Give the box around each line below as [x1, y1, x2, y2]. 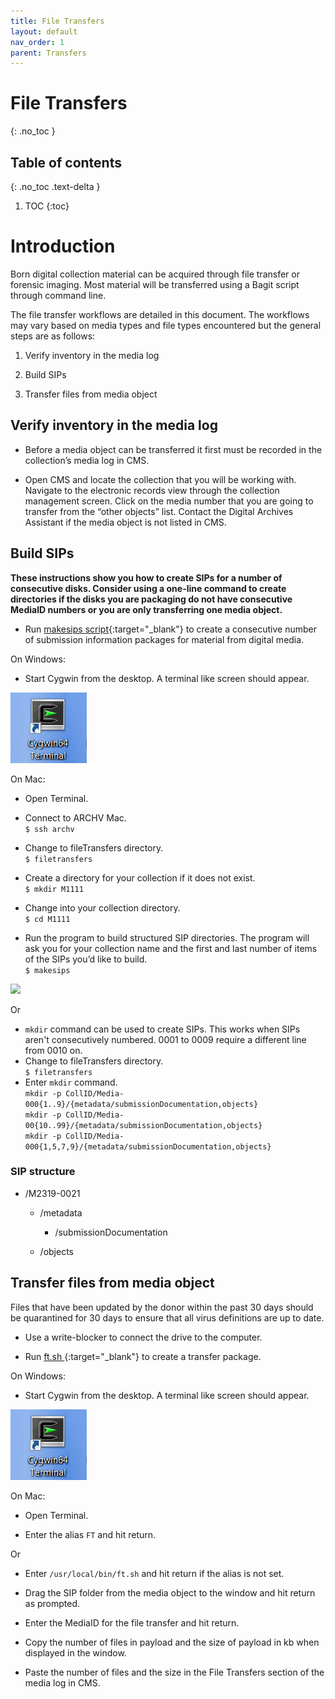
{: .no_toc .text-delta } [10, 181, 101, 192]
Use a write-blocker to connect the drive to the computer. [24, 1331, 263, 1343]
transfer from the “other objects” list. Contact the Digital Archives [24, 505, 294, 517]
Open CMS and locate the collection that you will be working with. [24, 473, 297, 485]
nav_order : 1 [10, 37, 65, 47]
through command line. [10, 289, 107, 301]
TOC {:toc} [24, 200, 70, 212]
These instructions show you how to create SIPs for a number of [10, 571, 283, 584]
